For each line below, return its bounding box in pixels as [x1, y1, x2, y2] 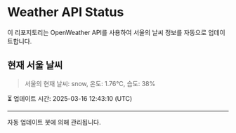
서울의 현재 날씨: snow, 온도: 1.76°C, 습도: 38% [24, 79, 156, 87]
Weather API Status [7, 4, 124, 20]
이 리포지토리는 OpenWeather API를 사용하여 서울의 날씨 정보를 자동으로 [7, 28, 207, 36]
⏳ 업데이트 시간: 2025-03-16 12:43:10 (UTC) [7, 94, 133, 102]
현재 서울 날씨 [7, 59, 63, 71]
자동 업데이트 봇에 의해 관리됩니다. [7, 118, 101, 126]
